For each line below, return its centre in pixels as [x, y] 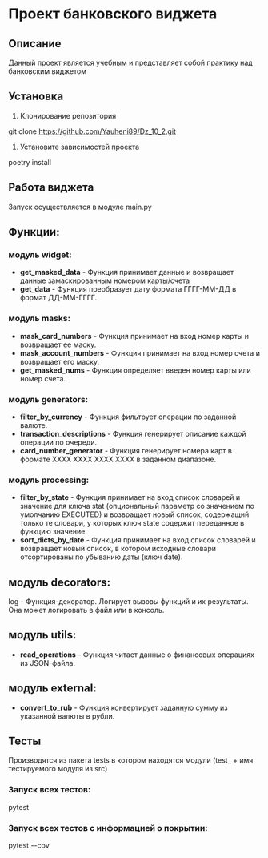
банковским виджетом [47, 71]
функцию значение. [54, 532]
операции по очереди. [58, 442]
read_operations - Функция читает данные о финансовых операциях [137, 655]
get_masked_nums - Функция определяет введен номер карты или [135, 370]
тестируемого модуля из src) [58, 769]
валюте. [34, 425]
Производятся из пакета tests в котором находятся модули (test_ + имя [131, 760]
